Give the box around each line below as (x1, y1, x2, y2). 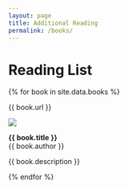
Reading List (8, 61, 93, 79)
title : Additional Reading (8, 19, 98, 27)
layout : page (8, 11, 52, 20)
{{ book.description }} (8, 157, 80, 166)
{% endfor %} (8, 172, 54, 182)
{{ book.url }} (8, 103, 52, 112)
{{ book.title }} (8, 133, 58, 143)
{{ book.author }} (8, 141, 65, 151)
